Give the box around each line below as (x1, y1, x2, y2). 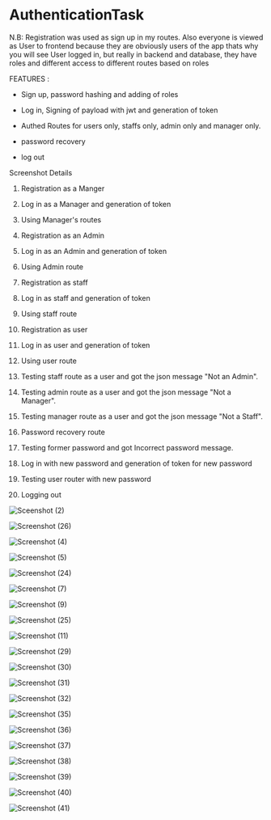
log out (20, 152, 45, 162)
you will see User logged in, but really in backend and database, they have (9, 49, 257, 59)
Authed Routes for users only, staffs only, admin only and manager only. (20, 120, 261, 130)
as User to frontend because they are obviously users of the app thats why (9, 40, 259, 50)
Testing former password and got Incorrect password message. (20, 442, 234, 452)
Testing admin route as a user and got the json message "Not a (20, 387, 231, 397)
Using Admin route (20, 261, 84, 272)
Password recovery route (20, 427, 106, 437)
